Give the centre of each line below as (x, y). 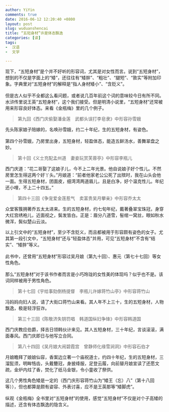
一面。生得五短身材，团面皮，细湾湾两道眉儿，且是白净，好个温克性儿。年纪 (84, 181)
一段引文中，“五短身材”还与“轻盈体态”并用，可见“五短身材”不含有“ (82, 238)
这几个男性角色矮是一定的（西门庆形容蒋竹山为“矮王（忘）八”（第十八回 (80, 380)
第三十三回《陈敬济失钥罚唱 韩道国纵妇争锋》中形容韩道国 (79, 319)
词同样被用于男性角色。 (29, 280)
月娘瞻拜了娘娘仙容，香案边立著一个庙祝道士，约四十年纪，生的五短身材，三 (84, 357)
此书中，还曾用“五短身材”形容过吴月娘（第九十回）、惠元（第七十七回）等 (81, 256)
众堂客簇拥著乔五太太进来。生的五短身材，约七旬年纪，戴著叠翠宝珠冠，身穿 (84, 209)
